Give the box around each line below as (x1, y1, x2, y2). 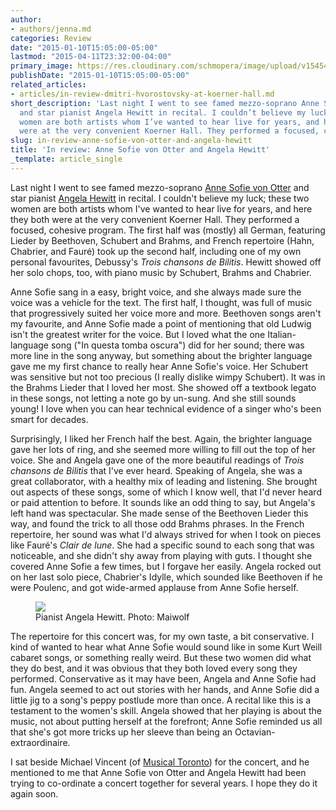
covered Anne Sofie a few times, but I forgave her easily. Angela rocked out (10, 560, 322, 572)
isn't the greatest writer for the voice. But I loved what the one (10, 328, 266, 340)
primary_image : (10, 61, 74, 71)
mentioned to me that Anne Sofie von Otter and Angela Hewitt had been (10, 766, 307, 778)
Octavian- (234, 726, 276, 738)
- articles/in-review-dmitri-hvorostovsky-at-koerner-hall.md (10, 89, 275, 99)
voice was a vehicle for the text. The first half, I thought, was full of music (10, 296, 313, 308)
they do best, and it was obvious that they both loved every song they (10, 662, 298, 674)
